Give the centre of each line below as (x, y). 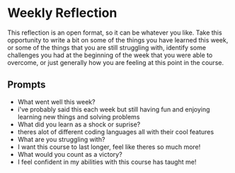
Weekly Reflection (62, 13)
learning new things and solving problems (79, 117)
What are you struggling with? (61, 139)
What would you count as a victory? (70, 154)
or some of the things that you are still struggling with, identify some (107, 47)
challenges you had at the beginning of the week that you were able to (110, 55)
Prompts (27, 85)
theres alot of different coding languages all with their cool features (116, 131)
